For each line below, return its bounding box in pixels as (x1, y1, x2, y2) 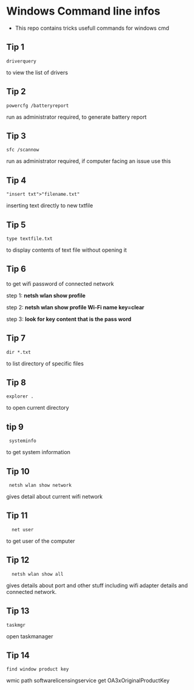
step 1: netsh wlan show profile (6, 292, 86, 299)
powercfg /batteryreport (6, 102, 69, 109)
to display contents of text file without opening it (6, 246, 127, 254)
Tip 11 (6, 511, 28, 521)
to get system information (6, 449, 71, 456)
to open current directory (6, 404, 70, 412)
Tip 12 (6, 555, 30, 565)
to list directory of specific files (6, 360, 84, 367)
